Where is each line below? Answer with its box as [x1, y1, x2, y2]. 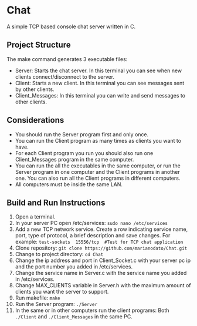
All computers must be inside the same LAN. [15, 180, 123, 188]
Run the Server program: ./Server [15, 301, 98, 308]
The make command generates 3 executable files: [6, 55, 128, 62]
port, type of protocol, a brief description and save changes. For [15, 232, 171, 239]
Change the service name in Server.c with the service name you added [15, 270, 187, 277]
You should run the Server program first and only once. [15, 130, 149, 138]
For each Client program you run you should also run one [15, 149, 154, 156]
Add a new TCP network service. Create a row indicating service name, [15, 226, 188, 233]
